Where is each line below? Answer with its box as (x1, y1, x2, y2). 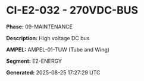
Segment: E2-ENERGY (6, 57, 62, 64)
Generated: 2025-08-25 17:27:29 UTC (6, 69, 101, 76)
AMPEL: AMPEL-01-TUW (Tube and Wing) (6, 46, 110, 53)
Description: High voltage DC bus (6, 34, 90, 41)
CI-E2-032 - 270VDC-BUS (6, 4, 139, 17)
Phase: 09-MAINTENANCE (6, 23, 73, 30)
